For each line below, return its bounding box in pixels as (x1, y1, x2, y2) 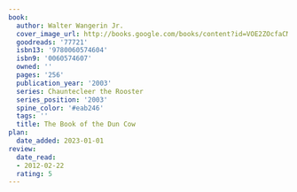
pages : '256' (16, 71, 65, 80)
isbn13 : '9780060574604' (16, 46, 108, 55)
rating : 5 (16, 169, 52, 178)
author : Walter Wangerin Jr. (16, 21, 124, 30)
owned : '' (16, 63, 52, 72)
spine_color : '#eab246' (16, 104, 104, 112)
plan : (8, 128, 28, 137)
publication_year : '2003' (16, 79, 113, 88)
